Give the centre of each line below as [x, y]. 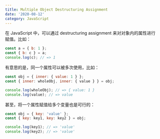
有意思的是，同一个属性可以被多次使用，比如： [52, 67]
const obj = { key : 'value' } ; [37, 114]
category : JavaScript [27, 19]
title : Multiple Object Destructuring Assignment [57, 10]
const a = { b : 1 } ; [26, 49]
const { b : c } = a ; [26, 53]
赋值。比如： [18, 39]
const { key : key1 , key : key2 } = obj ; [46, 118]
